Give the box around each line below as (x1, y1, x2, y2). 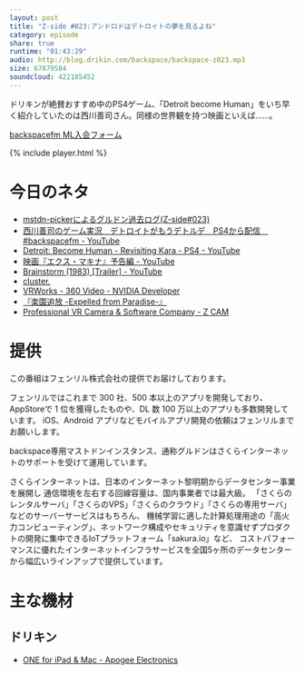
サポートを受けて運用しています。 (25, 456, 152, 468)
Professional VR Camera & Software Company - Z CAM (22, 306, 230, 317)
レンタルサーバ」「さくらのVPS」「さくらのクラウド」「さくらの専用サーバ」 (9, 499, 292, 510)
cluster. (22, 275, 51, 286)
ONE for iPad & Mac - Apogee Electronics (22, 654, 179, 665)
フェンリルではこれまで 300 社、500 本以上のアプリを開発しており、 (9, 392, 268, 402)
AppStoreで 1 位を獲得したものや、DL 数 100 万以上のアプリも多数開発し (9, 403, 281, 414)
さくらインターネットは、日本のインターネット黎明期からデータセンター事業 (9, 476, 296, 487)
